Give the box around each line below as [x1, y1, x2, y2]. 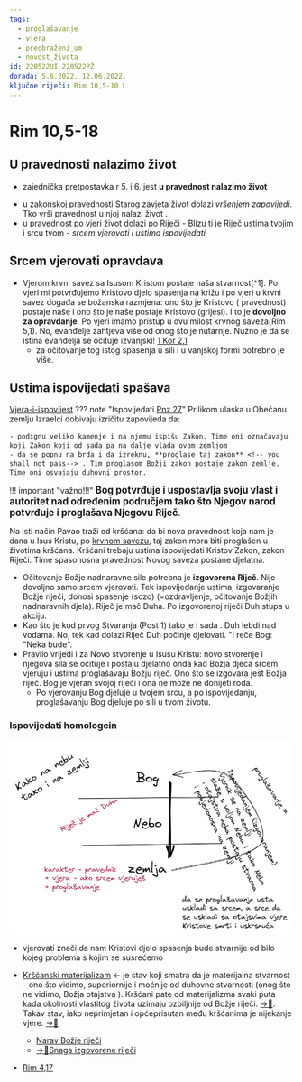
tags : [9, 14, 30, 23]
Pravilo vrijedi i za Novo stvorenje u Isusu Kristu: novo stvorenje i [22, 649, 263, 660]
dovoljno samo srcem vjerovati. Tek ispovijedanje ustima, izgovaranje [22, 582, 279, 593]
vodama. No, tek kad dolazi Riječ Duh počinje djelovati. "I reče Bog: [22, 630, 273, 641]
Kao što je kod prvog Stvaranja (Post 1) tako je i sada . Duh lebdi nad [22, 620, 277, 631]
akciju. [22, 610, 48, 622]
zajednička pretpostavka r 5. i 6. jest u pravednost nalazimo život [22, 180, 268, 191]
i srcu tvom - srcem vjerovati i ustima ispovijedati [22, 227, 206, 238]
